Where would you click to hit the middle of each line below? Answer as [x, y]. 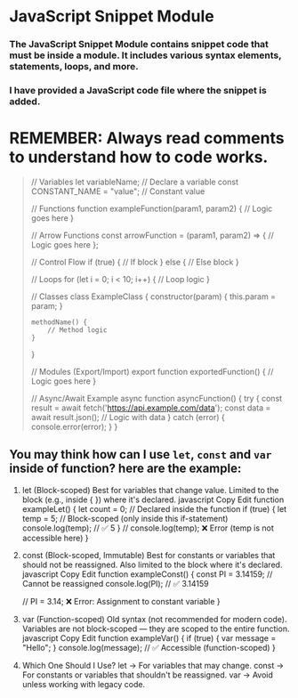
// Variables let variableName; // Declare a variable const [134, 182]
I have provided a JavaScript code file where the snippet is [138, 91]
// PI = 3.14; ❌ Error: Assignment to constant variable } [121, 601]
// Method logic [77, 330]
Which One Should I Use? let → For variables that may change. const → [153, 665]
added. [25, 101]
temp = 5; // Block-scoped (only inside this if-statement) [125, 518]
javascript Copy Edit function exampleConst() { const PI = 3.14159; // [147, 574]
